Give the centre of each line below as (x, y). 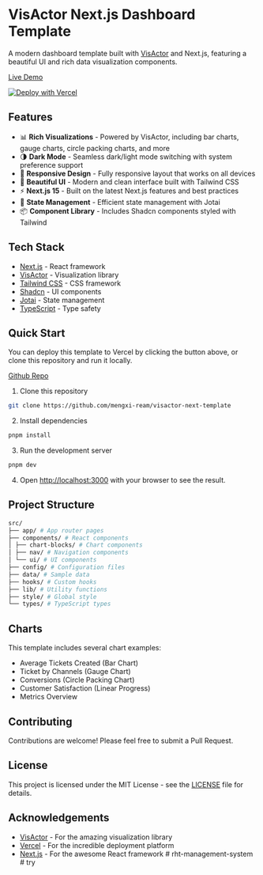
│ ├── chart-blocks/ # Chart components (76, 545)
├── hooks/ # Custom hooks (53, 582)
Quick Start (37, 333)
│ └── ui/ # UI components (53, 560)
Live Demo (26, 77)
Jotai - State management (62, 300)
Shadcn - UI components (60, 291)
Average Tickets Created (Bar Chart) (79, 663)
